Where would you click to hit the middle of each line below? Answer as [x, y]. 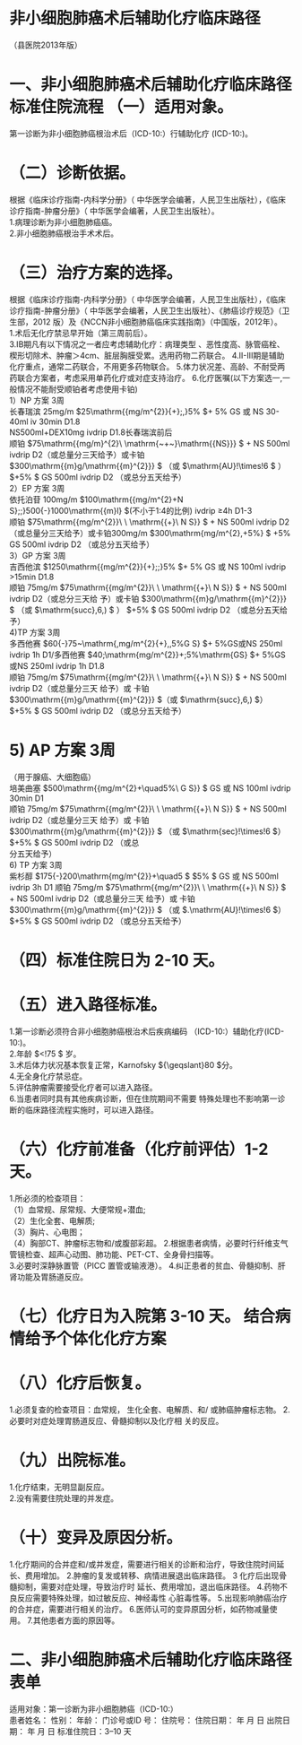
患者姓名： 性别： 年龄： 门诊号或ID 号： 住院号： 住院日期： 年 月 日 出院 [146, 1720]
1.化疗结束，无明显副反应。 [59, 1487]
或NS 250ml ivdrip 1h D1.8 [57, 665]
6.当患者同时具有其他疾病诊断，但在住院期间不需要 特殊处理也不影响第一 [143, 1098]
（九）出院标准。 [73, 1460]
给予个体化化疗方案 [96, 1338]
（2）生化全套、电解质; [52, 1220]
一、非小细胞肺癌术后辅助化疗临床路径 [151, 85]
